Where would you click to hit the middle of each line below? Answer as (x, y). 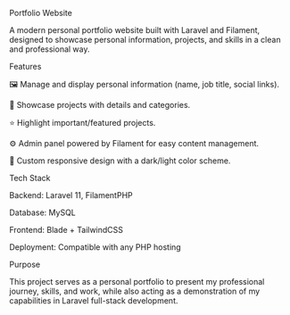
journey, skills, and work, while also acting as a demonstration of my (135, 291)
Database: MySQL (42, 212)
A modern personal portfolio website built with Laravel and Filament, (135, 30)
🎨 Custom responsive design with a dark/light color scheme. (120, 161)
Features (25, 66)
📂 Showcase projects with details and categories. (100, 105)
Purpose (25, 264)
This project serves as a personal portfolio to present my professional (137, 282)
